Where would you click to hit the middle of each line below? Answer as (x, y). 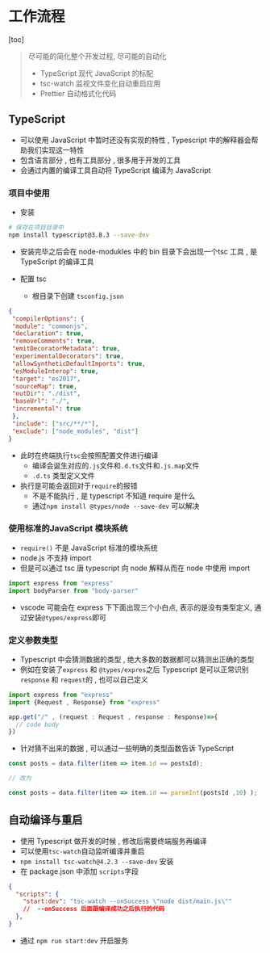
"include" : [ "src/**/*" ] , (55, 424)
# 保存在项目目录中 (36, 228)
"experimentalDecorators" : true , (68, 356)
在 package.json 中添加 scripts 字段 (79, 871)
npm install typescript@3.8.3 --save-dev (79, 235)
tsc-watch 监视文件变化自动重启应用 (100, 83)
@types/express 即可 (74, 617)
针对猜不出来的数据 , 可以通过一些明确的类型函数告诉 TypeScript (127, 749)
